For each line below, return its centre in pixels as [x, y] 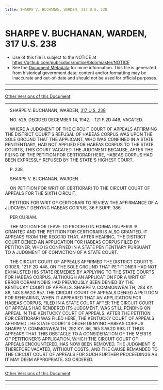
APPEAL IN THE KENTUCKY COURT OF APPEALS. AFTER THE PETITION [78, 313]
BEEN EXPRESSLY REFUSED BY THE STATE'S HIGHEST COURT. [69, 160]
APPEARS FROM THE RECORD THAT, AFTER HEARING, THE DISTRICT [75, 237]
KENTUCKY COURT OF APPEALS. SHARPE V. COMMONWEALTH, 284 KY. [79, 287]
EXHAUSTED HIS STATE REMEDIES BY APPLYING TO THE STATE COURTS [80, 272]
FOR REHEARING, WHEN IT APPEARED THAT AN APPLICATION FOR [73, 297]
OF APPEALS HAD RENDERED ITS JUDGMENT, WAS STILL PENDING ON [78, 308]
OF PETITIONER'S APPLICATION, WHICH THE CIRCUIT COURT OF [72, 339]
